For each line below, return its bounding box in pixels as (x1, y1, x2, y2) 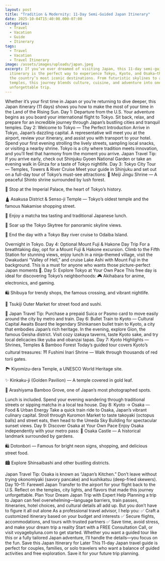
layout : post (5, 7, 32, 12)
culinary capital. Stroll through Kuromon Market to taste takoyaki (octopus (5, 412, 155, 418)
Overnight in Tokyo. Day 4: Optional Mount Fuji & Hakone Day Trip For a (5, 241, 150, 247)
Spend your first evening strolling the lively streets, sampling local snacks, (5, 140, 155, 146)
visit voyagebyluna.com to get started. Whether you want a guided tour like (5, 529, 157, 535)
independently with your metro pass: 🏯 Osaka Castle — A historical (5, 428, 141, 434)
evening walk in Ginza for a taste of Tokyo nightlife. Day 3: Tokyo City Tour (5, 161, 156, 167)
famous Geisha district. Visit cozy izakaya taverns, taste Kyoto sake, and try (5, 331, 159, 337)
